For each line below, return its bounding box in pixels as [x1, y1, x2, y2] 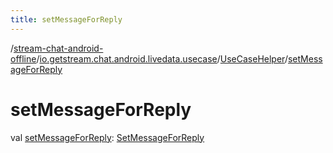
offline [10, 52, 37, 65]
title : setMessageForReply [10, 14, 123, 25]
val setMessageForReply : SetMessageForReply [10, 131, 205, 143]
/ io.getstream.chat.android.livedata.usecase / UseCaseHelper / [36, 52, 288, 65]
